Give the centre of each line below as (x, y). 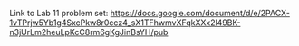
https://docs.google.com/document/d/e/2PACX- (200, 13)
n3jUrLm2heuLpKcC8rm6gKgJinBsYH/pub (89, 32)
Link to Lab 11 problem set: (59, 13)
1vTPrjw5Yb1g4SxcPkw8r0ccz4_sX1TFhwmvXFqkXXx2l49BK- (125, 23)
